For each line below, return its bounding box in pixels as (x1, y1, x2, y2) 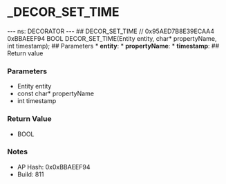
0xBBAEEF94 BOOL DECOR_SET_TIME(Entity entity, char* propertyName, (7, 34, 217, 42)
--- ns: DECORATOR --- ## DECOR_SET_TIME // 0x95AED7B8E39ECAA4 (7, 27, 214, 35)
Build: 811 (17, 170, 44, 178)
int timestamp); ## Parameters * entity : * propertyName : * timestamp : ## (7, 42, 220, 50)
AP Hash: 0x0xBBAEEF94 (17, 163, 91, 171)
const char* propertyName (17, 89, 95, 98)
